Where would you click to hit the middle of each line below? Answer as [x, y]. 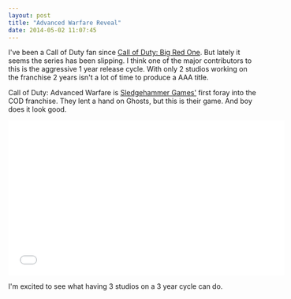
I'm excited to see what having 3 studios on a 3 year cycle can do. [116, 286]
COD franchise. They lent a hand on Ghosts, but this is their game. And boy [130, 101]
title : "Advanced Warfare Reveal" [65, 23]
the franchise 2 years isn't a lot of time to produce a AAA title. [108, 78]
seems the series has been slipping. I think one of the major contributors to [130, 61]
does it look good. [37, 109]
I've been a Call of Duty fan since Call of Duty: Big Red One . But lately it [124, 53]
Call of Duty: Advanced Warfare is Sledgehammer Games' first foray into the [132, 93]
